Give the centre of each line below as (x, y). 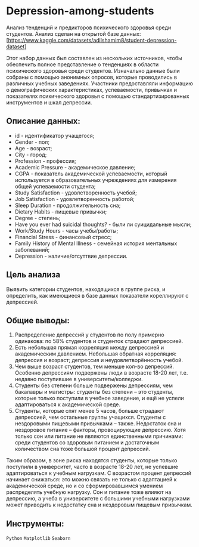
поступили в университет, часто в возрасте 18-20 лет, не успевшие (92, 467)
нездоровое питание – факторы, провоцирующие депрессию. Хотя (100, 430)
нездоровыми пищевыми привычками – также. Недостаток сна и (98, 424)
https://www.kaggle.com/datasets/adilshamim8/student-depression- (92, 40)
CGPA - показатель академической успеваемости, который (91, 174)
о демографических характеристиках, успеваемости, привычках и (92, 89)
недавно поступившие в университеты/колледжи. (79, 379)
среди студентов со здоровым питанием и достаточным (87, 443)
